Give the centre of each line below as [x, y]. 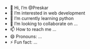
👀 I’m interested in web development [47, 13]
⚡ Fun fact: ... [23, 42]
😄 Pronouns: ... [26, 36]
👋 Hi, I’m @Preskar [29, 8]
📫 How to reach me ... [33, 29]
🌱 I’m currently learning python [42, 18]
